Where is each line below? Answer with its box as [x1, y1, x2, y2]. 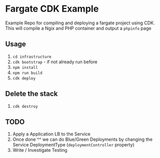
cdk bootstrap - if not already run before [12, 59, 98, 65]
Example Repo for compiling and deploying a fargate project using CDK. [5, 20, 155, 26]
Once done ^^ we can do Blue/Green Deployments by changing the [12, 136, 153, 142]
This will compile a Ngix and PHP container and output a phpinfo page [5, 25, 152, 31]
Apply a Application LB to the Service [12, 131, 91, 137]
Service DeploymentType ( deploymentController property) [12, 142, 135, 148]
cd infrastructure [12, 54, 52, 59]
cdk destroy [12, 104, 38, 109]
